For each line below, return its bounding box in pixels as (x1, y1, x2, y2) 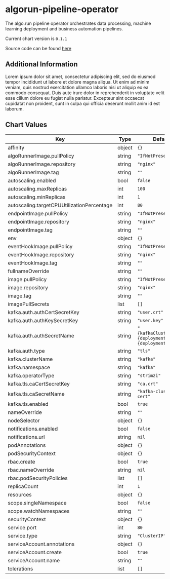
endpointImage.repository (8, 218, 69, 225)
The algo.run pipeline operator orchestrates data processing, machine (5, 20, 151, 26)
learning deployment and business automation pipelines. (5, 25, 123, 31)
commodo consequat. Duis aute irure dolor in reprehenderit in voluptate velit (5, 90, 164, 96)
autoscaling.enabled (8, 177, 56, 184)
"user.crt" (137, 309, 163, 315)
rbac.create (8, 458, 35, 465)
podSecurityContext (8, 450, 56, 457)
